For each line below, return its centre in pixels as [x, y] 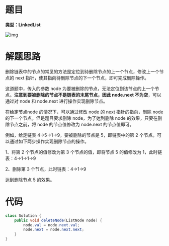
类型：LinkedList [23, 25]
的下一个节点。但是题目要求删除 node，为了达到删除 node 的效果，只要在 [81, 118]
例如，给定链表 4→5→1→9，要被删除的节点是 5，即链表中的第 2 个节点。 [81, 135]
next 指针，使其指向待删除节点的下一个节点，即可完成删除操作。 [82, 77]
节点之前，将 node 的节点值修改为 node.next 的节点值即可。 [72, 124]
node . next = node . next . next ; [54, 230]
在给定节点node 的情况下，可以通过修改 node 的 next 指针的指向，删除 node [84, 112]
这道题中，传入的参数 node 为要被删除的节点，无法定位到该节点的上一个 [80, 89]
